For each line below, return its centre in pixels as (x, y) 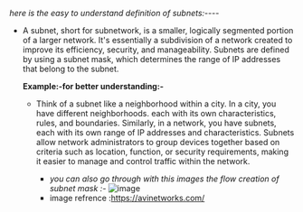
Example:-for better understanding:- (93, 86)
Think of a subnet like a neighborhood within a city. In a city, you (156, 104)
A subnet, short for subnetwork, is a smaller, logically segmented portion (158, 30)
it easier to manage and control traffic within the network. (143, 161)
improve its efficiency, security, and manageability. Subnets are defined (156, 50)
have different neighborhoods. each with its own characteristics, (156, 113)
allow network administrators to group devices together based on (158, 142)
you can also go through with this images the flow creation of (164, 179)
